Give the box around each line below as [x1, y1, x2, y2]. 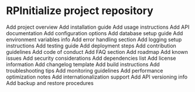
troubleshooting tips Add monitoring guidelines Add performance [6, 67, 163, 74]
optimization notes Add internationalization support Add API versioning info [6, 73, 188, 80]
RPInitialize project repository [6, 4, 153, 18]
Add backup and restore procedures [6, 79, 94, 86]
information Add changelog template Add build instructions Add [6, 60, 160, 68]
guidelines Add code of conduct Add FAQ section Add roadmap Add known [6, 48, 189, 55]
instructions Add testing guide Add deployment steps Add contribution [6, 42, 177, 49]
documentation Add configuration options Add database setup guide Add [6, 29, 183, 36]
